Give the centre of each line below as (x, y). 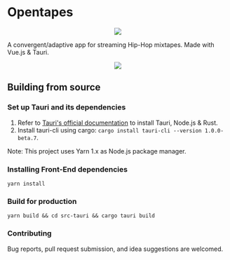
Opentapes (40, 12)
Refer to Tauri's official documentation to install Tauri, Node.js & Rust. (118, 123)
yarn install (26, 184)
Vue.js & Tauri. (28, 52)
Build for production (42, 201)
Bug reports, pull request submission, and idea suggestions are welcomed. (115, 249)
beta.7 (27, 138)
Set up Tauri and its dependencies (67, 107)
